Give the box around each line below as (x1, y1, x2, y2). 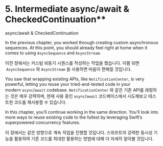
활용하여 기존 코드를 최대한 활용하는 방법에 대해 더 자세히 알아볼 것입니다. (14, 136, 154, 142)
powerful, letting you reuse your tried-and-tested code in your (5, 81, 131, 87)
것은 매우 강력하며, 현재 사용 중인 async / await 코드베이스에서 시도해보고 (10, 93, 147, 99)
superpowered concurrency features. (5, 119, 81, 125)
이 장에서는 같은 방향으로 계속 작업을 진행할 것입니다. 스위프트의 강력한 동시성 (5, 129, 153, 135)
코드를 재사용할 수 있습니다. (14, 99, 67, 105)
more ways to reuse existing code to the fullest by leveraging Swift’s (5, 114, 143, 120)
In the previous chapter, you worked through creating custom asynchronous (5, 39, 159, 45)
